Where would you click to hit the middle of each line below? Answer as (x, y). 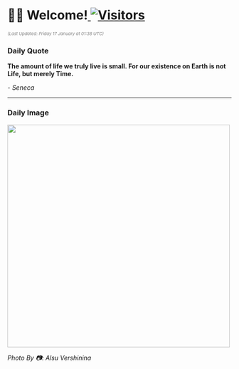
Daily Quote (28, 51)
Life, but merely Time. (41, 74)
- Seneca (21, 88)
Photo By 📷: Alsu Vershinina (49, 358)
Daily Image (28, 113)
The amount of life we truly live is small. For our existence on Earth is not (117, 66)
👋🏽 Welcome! (48, 15)
